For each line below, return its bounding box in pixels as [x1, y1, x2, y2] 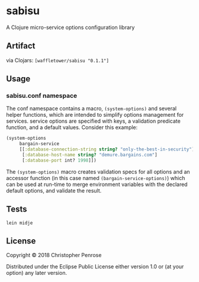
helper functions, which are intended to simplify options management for [6, 111, 184, 118]
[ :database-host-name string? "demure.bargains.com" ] [21, 152, 158, 158]
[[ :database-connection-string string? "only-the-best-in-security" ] [19, 146, 195, 152]
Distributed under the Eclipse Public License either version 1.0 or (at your [6, 263, 184, 270]
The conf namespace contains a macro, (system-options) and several [6, 105, 176, 112]
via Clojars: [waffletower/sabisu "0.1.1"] [6, 56, 110, 63]
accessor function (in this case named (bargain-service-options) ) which [6, 174, 185, 181]
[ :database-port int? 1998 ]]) [21, 157, 97, 164]
